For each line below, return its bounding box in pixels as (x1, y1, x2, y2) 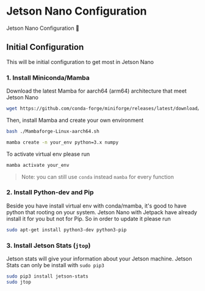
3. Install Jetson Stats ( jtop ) (6, 241, 91, 250)
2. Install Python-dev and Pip (6, 188, 94, 197)
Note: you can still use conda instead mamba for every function (21, 173, 174, 180)
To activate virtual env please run (6, 150, 90, 158)
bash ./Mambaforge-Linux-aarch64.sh (6, 128, 99, 135)
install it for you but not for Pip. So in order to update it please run (6, 215, 171, 222)
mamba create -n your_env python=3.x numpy (6, 139, 119, 145)
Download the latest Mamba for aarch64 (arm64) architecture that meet (6, 87, 187, 95)
